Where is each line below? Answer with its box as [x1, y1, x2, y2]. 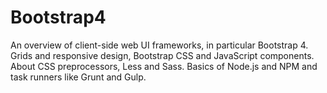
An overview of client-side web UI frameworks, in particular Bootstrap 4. [10, 39, 309, 51]
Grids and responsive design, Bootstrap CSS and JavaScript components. [10, 49, 315, 61]
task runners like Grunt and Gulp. [10, 71, 147, 83]
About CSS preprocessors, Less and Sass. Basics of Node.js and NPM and [10, 60, 318, 72]
